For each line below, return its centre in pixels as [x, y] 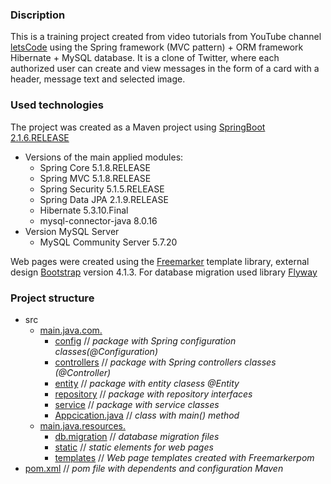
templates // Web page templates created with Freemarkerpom [184, 457]
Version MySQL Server [72, 231]
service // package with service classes [137, 404]
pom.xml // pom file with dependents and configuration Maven [154, 468]
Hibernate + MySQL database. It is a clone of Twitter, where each [145, 58]
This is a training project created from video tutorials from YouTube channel [166, 37]
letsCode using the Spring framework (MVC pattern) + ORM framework [157, 47]
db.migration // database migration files [137, 436]
